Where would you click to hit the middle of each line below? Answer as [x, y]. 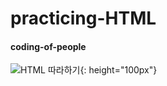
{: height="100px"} [118, 70]
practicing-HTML [83, 18]
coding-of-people [48, 46]
